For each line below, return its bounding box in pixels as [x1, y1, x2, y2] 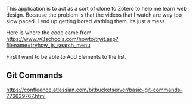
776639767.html [6, 92, 46, 100]
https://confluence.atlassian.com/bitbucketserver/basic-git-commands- [6, 86, 183, 93]
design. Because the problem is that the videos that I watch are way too [6, 11, 182, 18]
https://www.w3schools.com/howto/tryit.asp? [6, 36, 119, 42]
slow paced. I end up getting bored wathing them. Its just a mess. [6, 18, 167, 24]
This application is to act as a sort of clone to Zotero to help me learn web [6, 5, 188, 12]
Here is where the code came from [6, 29, 92, 36]
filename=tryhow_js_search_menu [6, 42, 91, 49]
